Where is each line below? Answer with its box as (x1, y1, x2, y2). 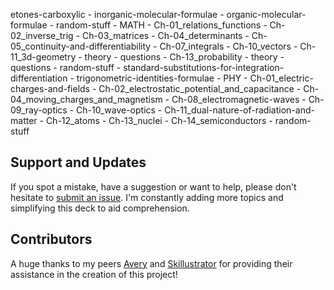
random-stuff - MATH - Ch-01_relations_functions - (55, 19, 268, 31)
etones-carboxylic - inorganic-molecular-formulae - (10, 9, 225, 20)
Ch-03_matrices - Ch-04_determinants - (81, 30, 250, 41)
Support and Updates (10, 154, 147, 171)
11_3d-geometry (10, 51, 77, 63)
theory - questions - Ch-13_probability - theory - (84, 51, 285, 63)
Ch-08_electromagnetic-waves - (171, 94, 307, 105)
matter (10, 115, 38, 126)
